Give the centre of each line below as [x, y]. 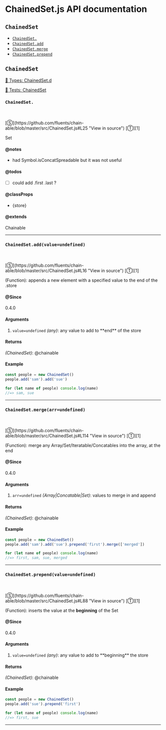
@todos [14, 171]
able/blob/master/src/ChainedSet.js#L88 [46, 601]
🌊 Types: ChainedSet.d [28, 80]
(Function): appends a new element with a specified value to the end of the [82, 280]
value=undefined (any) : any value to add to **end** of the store [77, 330]
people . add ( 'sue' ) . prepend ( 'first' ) [43, 704]
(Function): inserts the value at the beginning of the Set [62, 610]
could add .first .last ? [34, 183]
